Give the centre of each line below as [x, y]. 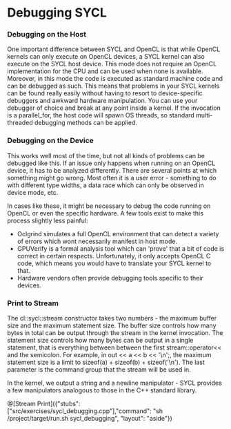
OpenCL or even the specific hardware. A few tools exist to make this [105, 213]
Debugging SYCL [57, 13]
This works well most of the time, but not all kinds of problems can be [106, 155]
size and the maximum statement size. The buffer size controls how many [112, 325]
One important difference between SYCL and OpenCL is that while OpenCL [114, 49]
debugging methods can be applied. [86, 123]
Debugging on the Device [51, 141]
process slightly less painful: [48, 220]
